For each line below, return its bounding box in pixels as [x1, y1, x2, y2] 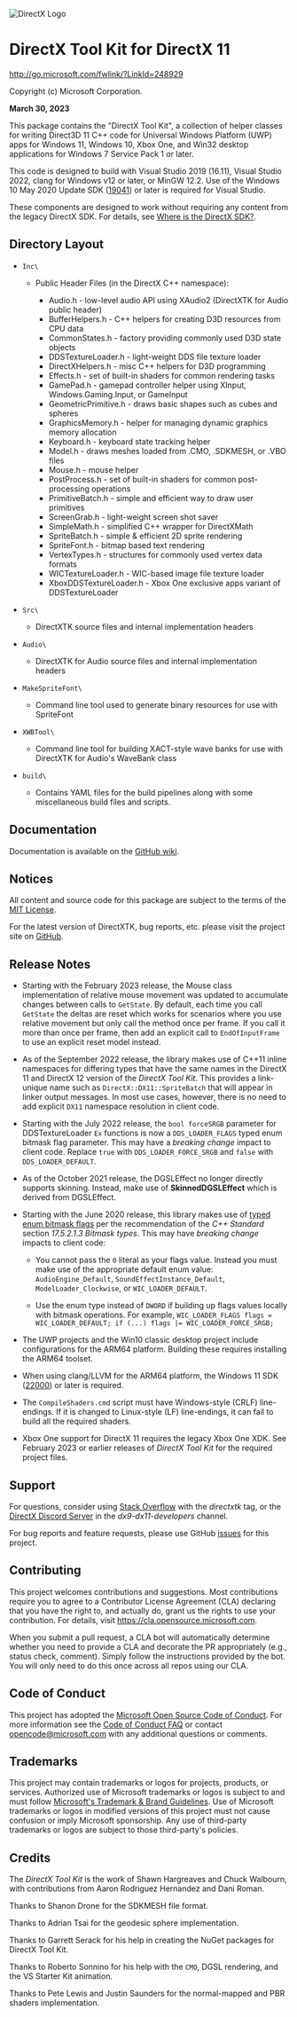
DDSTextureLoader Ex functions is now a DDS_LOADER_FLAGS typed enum [21, 1127, 283, 1139]
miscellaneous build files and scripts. [35, 797, 171, 807]
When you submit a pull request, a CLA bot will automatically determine [9, 1632, 270, 1643]
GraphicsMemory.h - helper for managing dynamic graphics [48, 417, 269, 428]
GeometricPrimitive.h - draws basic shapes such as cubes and [48, 398, 277, 409]
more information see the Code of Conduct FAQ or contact [9, 1719, 223, 1730]
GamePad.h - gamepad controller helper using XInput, [48, 380, 246, 390]
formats [48, 559, 78, 569]
